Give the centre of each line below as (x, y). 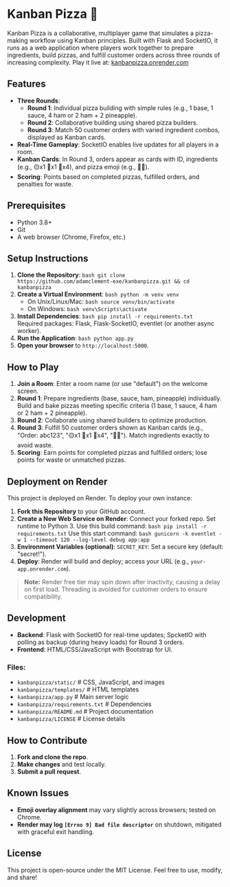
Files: (16, 667)
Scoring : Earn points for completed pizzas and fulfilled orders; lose (112, 453)
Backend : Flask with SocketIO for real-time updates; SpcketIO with (112, 634)
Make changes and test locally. (61, 764)
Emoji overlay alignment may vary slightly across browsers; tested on (116, 810)
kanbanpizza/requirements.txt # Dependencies (84, 704)
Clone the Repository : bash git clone (71, 275)
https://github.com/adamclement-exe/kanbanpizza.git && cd (103, 281)
